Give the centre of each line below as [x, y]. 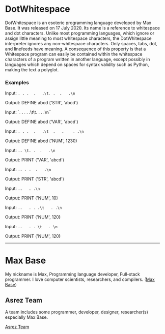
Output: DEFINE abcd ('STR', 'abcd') [42, 103]
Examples [17, 82]
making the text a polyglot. [32, 69]
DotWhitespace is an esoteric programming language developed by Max [78, 23]
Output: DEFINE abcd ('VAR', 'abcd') [42, 122]
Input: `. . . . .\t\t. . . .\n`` [28, 112]
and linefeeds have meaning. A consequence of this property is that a [76, 49]
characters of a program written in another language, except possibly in [78, 59]
